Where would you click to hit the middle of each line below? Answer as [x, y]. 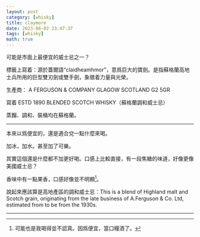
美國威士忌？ [22, 166]
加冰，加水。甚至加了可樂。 [40, 146]
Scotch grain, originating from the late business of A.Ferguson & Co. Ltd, [95, 198]
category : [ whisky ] [30, 17]
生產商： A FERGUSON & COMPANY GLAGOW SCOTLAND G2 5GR [88, 90]
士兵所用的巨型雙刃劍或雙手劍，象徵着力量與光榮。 [69, 77]
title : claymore [26, 23]
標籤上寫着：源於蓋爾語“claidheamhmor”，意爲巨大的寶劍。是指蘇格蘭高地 [98, 70]
